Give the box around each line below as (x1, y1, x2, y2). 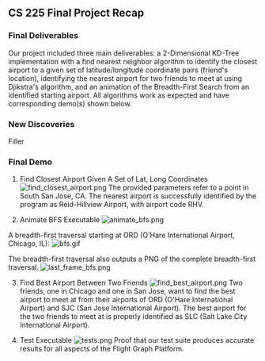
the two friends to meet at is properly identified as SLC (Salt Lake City (19, 312, 248, 321)
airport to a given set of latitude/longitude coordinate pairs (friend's (8, 65, 228, 75)
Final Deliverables (8, 30, 79, 41)
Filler (8, 136, 25, 146)
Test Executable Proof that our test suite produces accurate (19, 336, 255, 345)
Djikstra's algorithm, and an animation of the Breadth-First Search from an (8, 82, 250, 91)
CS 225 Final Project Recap (8, 6, 145, 20)
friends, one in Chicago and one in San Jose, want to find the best (19, 286, 236, 296)
